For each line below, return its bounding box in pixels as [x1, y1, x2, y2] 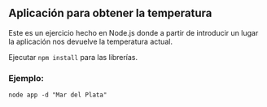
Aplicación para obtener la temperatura [8, 6, 212, 20]
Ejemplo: [8, 72, 45, 83]
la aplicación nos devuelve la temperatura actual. [8, 36, 173, 46]
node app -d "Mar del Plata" [8, 91, 107, 100]
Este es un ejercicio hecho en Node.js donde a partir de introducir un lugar [8, 28, 259, 37]
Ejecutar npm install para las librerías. [8, 52, 138, 62]
